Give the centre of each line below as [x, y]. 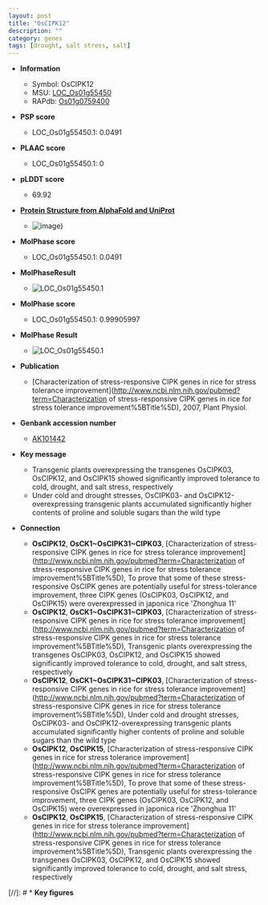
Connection [40, 529]
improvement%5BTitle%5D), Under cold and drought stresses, [135, 715]
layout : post [30, 16]
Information [40, 68]
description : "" [35, 31]
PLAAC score [43, 148]
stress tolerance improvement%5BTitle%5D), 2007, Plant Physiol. [140, 408]
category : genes [35, 38]
